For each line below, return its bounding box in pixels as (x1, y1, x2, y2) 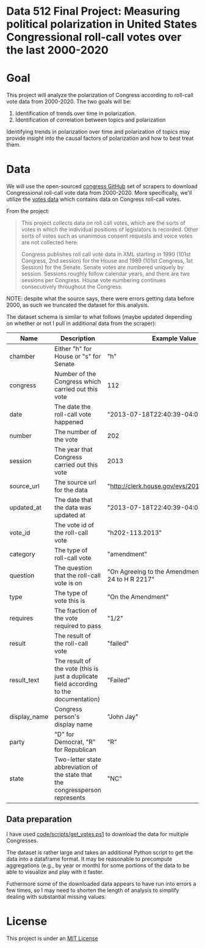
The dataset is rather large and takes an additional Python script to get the (6, 848, 193, 856)
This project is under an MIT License (6, 935, 99, 942)
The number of (54, 428, 98, 436)
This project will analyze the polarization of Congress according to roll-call (6, 92, 193, 99)
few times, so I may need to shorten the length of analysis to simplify (6, 886, 179, 894)
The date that (54, 496, 93, 505)
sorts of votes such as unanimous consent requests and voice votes (21, 232, 193, 239)
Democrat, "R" (54, 738, 96, 746)
